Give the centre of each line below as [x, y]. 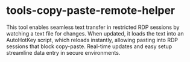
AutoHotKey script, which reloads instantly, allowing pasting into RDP [92, 40]
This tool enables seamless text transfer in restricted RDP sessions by [93, 27]
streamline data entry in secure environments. [63, 52]
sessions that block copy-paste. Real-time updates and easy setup [89, 46]
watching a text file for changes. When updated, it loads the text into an [95, 33]
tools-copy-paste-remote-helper [91, 11]
